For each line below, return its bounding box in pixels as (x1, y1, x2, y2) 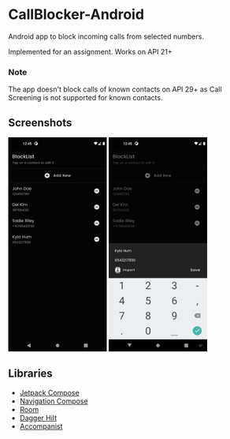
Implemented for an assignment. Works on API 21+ (8, 47, 172, 56)
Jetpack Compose (19, 388, 80, 397)
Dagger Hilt (19, 413, 57, 422)
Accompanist (19, 421, 63, 431)
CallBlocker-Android (8, 6, 144, 24)
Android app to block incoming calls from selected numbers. (8, 32, 205, 41)
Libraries (8, 367, 53, 381)
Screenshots (8, 116, 72, 129)
